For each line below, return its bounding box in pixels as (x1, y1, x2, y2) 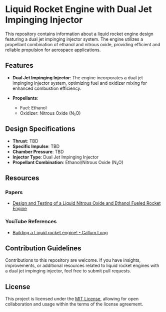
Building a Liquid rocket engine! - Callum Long (12, 229, 108, 235)
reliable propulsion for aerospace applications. (5, 47, 101, 53)
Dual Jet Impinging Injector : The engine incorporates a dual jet (12, 74, 143, 81)
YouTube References (5, 218, 57, 225)
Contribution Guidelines (5, 244, 81, 252)
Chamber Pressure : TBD (12, 148, 64, 154)
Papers (5, 189, 23, 196)
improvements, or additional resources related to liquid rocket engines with (5, 262, 159, 269)
